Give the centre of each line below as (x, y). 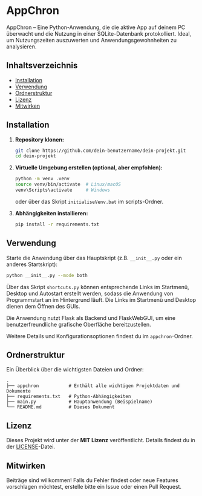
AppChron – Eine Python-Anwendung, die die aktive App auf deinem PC (96, 27)
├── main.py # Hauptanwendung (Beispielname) (80, 402)
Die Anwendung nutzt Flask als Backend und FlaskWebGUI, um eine (91, 318)
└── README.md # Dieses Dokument (60, 407)
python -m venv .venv (42, 179)
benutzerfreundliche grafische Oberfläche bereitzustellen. (79, 324)
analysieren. (21, 47)
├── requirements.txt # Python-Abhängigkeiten (69, 397)
